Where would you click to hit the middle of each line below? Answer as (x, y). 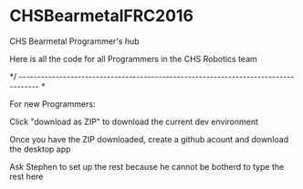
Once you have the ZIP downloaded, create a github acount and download (149, 139)
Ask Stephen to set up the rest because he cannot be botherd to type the (147, 166)
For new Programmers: (52, 104)
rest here (26, 176)
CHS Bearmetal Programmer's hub (74, 41)
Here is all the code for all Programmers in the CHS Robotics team (133, 58)
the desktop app (40, 149)
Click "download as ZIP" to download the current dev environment (134, 121)
